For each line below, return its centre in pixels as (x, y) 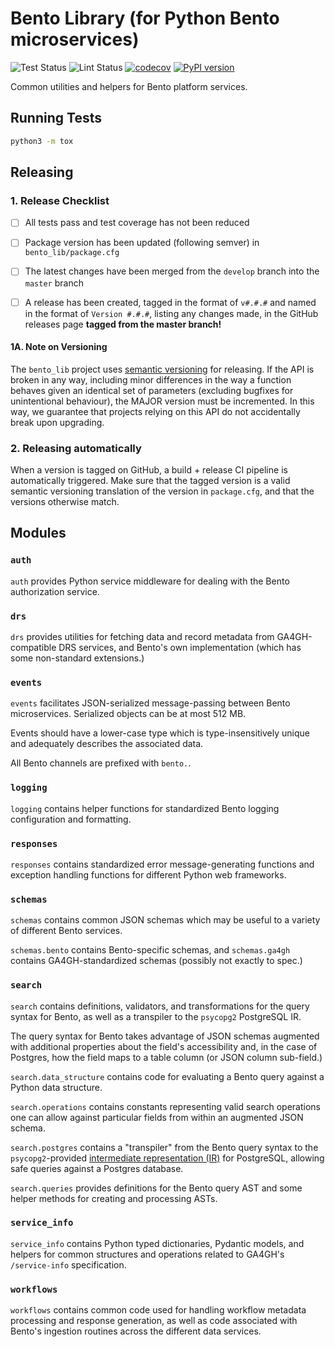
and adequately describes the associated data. (107, 744)
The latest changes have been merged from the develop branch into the (172, 271)
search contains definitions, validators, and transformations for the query (160, 1006)
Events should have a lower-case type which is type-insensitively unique (160, 733)
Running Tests (56, 118)
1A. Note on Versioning (59, 347)
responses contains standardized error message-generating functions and (162, 864)
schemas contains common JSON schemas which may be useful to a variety (165, 920)
